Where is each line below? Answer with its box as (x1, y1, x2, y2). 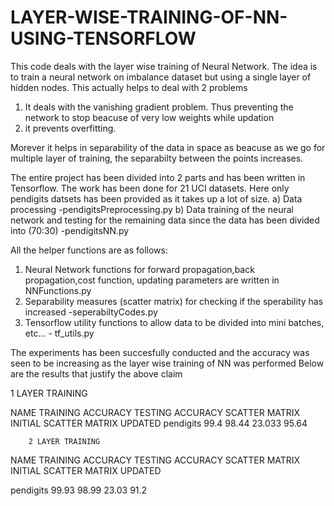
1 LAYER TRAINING (10, 387, 88, 399)
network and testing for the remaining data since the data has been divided (10, 214, 320, 226)
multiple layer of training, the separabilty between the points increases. (10, 152, 304, 164)
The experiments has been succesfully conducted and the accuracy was (10, 346, 310, 358)
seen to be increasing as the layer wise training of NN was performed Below (10, 357, 325, 369)
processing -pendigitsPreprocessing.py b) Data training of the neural (10, 203, 294, 215)
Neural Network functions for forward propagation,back (24, 263, 255, 275)
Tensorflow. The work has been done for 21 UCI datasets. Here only (10, 182, 290, 194)
